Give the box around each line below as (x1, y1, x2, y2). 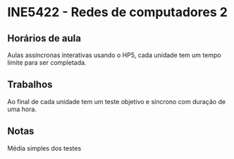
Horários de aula (7, 32, 81, 44)
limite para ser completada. (7, 58, 87, 67)
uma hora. (7, 105, 37, 113)
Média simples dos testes (7, 144, 82, 152)
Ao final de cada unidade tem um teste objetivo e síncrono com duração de (7, 97, 226, 106)
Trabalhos (7, 79, 53, 91)
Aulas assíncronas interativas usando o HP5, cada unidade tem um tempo (7, 51, 221, 59)
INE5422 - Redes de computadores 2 (7, 4, 228, 20)
